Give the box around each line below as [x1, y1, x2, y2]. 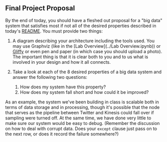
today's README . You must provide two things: [5, 28, 103, 34]
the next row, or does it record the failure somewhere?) [5, 130, 119, 137]
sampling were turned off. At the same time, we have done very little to [5, 115, 151, 121]
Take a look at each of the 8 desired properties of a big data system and [12, 69, 162, 75]
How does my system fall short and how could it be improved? [20, 89, 149, 95]
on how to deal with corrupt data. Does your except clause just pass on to [5, 125, 157, 131]
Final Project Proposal [5, 4, 75, 13]
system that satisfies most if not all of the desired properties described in [5, 23, 156, 29]
